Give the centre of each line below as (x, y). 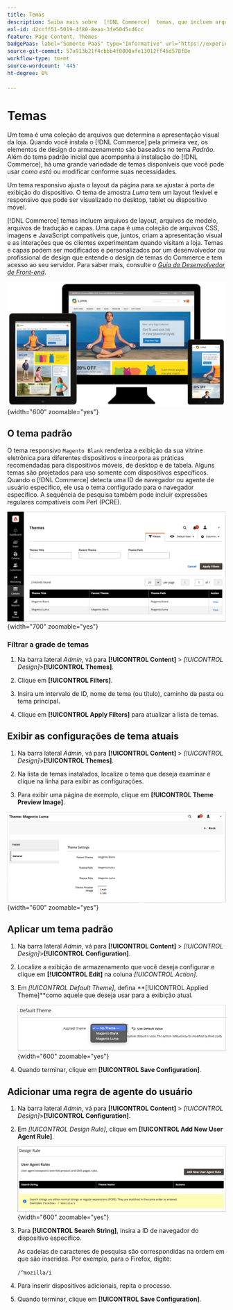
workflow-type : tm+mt (38, 59)
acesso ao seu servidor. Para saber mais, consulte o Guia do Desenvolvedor (116, 265)
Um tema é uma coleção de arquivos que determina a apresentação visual (113, 135)
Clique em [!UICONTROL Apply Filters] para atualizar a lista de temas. (118, 714)
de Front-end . (27, 272)
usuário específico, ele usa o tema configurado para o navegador (101, 487)
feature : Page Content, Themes (52, 37)
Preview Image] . (41, 802)
